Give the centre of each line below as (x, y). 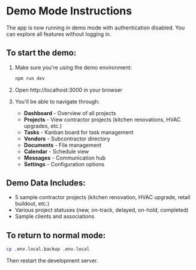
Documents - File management (63, 145)
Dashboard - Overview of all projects (70, 113)
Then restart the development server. (52, 261)
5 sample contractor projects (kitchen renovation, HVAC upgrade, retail (102, 197)
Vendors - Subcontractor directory (67, 139)
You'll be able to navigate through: (57, 101)
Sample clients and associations (55, 217)
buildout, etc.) (32, 204)
